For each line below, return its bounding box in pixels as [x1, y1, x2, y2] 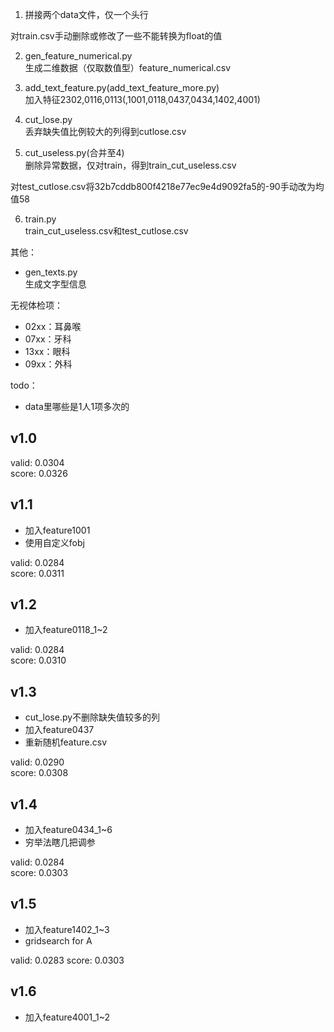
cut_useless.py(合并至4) [24, 147, 125, 158]
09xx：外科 [24, 358, 73, 370]
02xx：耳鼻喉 [24, 321, 82, 332]
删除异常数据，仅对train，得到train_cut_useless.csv [24, 159, 237, 171]
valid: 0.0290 [10, 756, 65, 768]
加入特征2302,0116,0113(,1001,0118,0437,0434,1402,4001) [24, 94, 261, 105]
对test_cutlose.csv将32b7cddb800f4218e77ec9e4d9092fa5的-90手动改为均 [10, 181, 325, 192]
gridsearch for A [24, 934, 93, 947]
